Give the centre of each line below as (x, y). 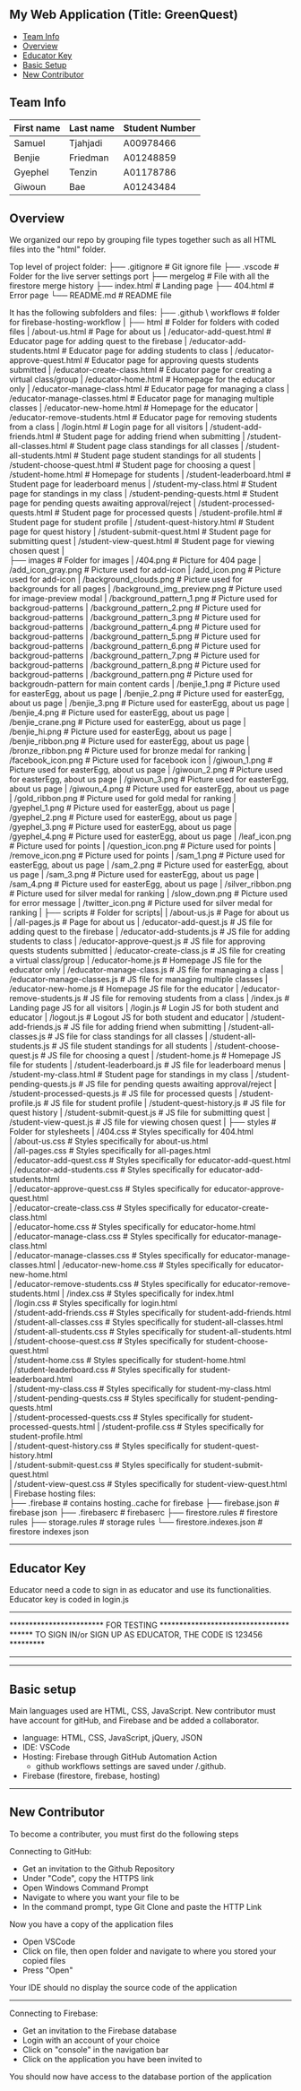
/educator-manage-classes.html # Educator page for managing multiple (142, 399)
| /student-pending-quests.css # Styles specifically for (110, 1398)
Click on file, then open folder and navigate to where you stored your (149, 1951)
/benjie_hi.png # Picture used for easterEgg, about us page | (121, 732)
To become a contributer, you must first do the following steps (124, 1834)
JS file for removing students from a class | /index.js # (189, 998)
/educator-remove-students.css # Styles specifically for (117, 1284)
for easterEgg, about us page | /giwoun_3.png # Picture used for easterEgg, (149, 780)
